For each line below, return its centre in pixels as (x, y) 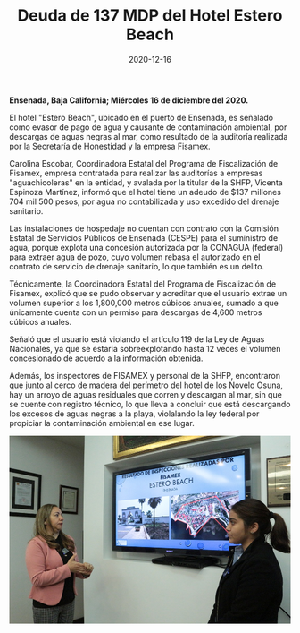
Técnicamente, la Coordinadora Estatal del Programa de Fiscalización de (143, 284)
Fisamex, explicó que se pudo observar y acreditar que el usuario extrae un (148, 293)
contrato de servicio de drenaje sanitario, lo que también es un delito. (137, 266)
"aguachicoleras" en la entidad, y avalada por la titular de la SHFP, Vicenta (146, 182)
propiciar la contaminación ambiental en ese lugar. (102, 423)
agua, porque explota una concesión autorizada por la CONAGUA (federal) (146, 247)
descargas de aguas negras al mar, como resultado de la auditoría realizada (149, 136)
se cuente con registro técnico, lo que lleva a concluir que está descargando (150, 404)
